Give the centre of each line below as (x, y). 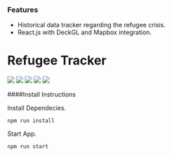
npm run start (28, 147)
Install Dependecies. (37, 108)
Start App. (22, 134)
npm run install (31, 121)
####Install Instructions (41, 94)
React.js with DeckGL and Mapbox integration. (85, 32)
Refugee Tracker (57, 61)
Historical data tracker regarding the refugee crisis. (92, 25)
